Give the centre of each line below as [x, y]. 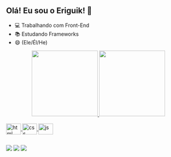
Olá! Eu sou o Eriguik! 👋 [49, 11]
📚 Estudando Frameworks [47, 34]
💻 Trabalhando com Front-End [52, 25]
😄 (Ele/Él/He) [31, 42]
